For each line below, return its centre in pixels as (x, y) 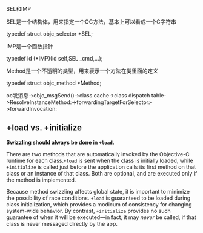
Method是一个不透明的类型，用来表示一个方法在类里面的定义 (82, 71)
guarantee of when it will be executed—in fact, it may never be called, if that (101, 217)
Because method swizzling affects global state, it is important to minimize (98, 191)
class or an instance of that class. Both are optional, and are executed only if (102, 173)
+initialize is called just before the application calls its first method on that (101, 167)
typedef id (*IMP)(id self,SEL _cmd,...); (55, 58)
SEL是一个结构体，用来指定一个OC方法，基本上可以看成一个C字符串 (92, 22)
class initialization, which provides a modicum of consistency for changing (99, 204)
